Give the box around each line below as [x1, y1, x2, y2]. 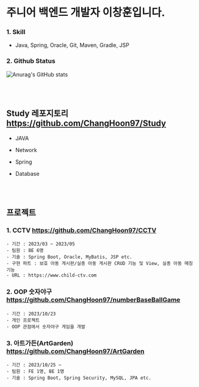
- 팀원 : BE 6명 [6, 248, 44, 254]
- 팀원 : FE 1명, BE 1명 [6, 368, 65, 374]
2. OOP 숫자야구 [6, 288, 52, 296]
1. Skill [6, 28, 26, 37]
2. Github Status [6, 57, 56, 65]
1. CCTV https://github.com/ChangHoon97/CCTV [6, 226, 157, 234]
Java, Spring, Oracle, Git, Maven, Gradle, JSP [15, 42, 129, 49]
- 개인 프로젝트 [6, 317, 40, 324]
